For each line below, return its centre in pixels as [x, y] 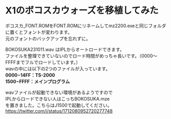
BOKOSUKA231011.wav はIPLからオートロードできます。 [65, 49]
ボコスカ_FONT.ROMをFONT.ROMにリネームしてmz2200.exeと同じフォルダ [86, 26]
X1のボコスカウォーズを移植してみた [82, 11]
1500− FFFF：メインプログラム [38, 81]
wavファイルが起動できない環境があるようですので [59, 92]
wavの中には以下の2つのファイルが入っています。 [58, 68]
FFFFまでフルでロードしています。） [43, 62]
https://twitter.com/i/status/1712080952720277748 [59, 111]
